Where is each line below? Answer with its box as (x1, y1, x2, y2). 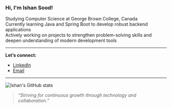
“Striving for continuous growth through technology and (17, 92, 137, 98)
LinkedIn (12, 62, 31, 68)
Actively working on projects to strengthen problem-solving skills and (5, 32, 152, 38)
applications (5, 27, 31, 33)
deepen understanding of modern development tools (5, 37, 117, 44)
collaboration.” (17, 98, 50, 104)
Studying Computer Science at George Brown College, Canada (5, 16, 138, 22)
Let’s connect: (5, 52, 37, 58)
